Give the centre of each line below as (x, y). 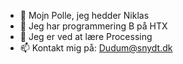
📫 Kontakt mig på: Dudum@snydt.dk (96, 48)
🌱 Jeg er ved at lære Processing (86, 36)
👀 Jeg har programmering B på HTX (93, 26)
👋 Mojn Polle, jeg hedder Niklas (84, 15)
